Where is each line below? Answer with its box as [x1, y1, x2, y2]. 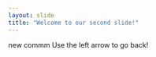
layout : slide [8, 11, 55, 20]
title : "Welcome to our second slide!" [8, 19, 139, 27]
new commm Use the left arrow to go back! [8, 40, 149, 49]
